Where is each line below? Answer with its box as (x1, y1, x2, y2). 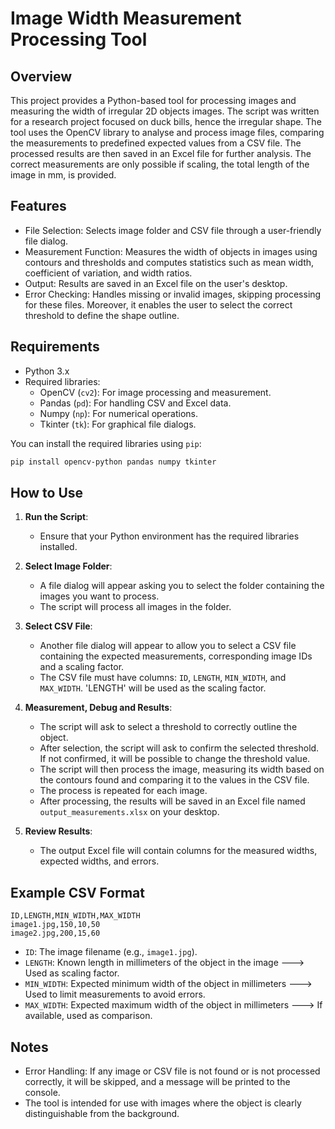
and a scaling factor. (39, 661, 125, 673)
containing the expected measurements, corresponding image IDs (39, 650, 313, 662)
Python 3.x (24, 365, 70, 377)
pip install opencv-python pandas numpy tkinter (10, 457, 217, 467)
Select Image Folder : (24, 560, 113, 572)
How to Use (10, 484, 84, 501)
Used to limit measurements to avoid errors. (24, 988, 206, 1001)
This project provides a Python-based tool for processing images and (10, 95, 297, 106)
